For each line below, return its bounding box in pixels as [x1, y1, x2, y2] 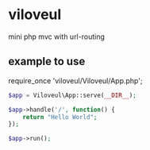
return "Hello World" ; [22, 113, 98, 121]
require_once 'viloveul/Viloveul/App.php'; [8, 75, 143, 85]
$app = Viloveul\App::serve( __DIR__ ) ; [8, 91, 137, 99]
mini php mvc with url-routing [8, 32, 105, 41]
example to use [8, 55, 86, 68]
